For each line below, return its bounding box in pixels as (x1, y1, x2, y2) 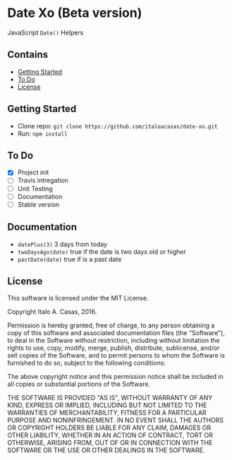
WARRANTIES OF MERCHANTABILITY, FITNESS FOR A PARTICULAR (7, 408, 207, 417)
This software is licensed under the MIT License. (7, 294, 149, 303)
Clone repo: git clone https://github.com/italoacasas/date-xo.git (17, 121, 218, 130)
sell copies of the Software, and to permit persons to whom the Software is (7, 351, 226, 360)
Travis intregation (17, 176, 69, 185)
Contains (7, 49, 48, 61)
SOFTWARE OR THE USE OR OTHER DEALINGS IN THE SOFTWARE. (7, 446, 205, 454)
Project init (17, 168, 49, 177)
